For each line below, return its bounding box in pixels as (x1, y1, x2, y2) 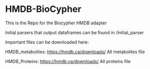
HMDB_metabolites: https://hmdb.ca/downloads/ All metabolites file (5, 49, 145, 55)
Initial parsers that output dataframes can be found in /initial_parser (5, 29, 144, 35)
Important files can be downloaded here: (5, 39, 89, 45)
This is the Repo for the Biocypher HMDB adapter (5, 20, 107, 26)
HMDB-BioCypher (5, 3, 81, 15)
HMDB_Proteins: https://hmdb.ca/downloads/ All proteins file (5, 58, 131, 64)
